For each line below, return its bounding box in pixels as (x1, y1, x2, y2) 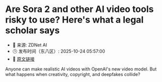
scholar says (5, 25, 60, 36)
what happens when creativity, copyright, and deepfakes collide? (5, 71, 140, 77)
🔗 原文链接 (12, 56, 35, 62)
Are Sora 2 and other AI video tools (5, 3, 154, 15)
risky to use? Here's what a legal (5, 14, 144, 25)
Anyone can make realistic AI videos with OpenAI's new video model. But (5, 66, 157, 72)
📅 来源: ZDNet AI (12, 41, 47, 48)
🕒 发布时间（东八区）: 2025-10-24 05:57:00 (12, 48, 105, 54)
